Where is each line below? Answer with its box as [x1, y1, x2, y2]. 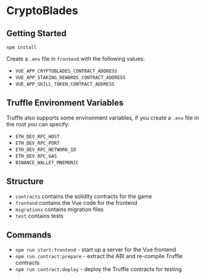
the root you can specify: [6, 120, 70, 128]
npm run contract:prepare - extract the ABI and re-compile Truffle [15, 253, 183, 260]
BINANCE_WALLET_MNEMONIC [15, 159, 79, 166]
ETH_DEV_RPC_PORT [15, 140, 60, 146]
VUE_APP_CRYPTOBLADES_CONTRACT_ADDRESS [15, 68, 118, 74]
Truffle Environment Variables [6, 97, 124, 108]
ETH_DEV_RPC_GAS [15, 153, 57, 159]
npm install [6, 44, 37, 50]
